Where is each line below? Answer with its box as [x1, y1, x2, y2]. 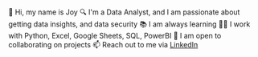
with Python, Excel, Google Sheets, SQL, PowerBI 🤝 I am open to [8, 31, 222, 40]
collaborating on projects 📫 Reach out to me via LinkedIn [8, 40, 199, 49]
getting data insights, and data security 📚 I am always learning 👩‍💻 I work [8, 19, 251, 29]
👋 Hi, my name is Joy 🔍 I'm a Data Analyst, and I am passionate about [8, 7, 240, 17]
